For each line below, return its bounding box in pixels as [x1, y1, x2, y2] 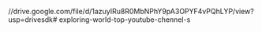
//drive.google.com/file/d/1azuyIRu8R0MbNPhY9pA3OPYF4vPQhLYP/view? [8, 7, 254, 16]
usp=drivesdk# [8, 15, 58, 24]
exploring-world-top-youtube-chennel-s [58, 15, 191, 24]
